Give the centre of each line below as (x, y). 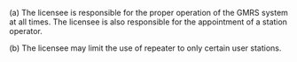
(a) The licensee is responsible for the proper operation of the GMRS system (148, 13)
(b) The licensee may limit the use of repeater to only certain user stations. (145, 48)
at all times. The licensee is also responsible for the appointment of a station (148, 22)
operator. (26, 31)
